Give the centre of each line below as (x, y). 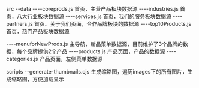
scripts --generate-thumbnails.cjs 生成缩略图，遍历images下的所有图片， (97, 72)
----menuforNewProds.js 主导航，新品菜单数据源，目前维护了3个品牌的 (95, 44)
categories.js (22, 59)
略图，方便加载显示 (40, 79)
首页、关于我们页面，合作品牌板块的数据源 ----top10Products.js (113, 24)
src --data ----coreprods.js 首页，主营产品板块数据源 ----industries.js (92, 9)
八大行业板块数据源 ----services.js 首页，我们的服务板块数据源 (94, 16)
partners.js (19, 24)
